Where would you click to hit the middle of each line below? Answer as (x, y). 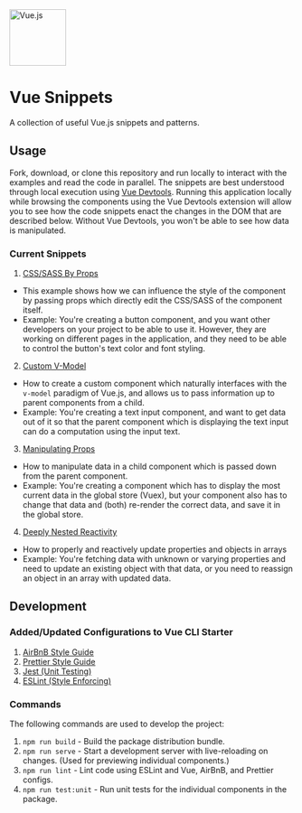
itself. (33, 310)
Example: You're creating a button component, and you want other (146, 320)
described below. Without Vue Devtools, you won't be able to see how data (149, 220)
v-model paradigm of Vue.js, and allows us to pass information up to (149, 393)
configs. (38, 780)
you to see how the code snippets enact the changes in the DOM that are (146, 210)
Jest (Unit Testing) (57, 671)
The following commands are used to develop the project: (117, 724)
